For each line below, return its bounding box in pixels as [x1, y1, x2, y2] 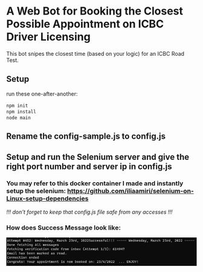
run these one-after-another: [6, 90, 78, 98]
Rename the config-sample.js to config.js [6, 131, 166, 142]
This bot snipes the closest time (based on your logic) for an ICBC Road [6, 50, 185, 57]
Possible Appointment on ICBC [6, 17, 164, 31]
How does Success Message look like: [6, 223, 121, 231]
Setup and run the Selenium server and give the [6, 151, 189, 162]
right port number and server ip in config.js [6, 161, 172, 171]
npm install [6, 108, 36, 114]
